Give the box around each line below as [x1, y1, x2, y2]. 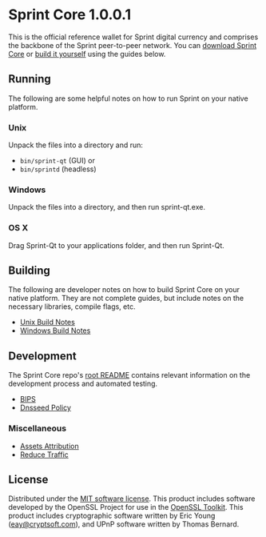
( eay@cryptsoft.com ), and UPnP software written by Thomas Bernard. [8, 519, 240, 529]
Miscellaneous [8, 423, 66, 434]
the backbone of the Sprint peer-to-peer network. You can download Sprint [8, 40, 257, 50]
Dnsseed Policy [19, 403, 72, 413]
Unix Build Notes [19, 318, 76, 327]
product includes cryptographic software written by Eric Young [8, 511, 216, 521]
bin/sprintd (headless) [19, 164, 97, 174]
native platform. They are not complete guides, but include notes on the [8, 294, 244, 303]
